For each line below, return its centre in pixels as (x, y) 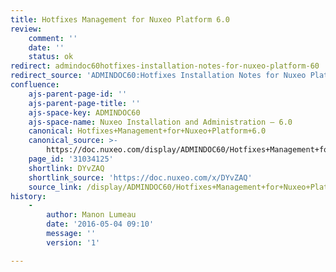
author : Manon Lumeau (91, 215)
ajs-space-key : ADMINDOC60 (84, 112)
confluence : (35, 85)
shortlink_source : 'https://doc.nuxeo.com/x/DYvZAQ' (140, 177)
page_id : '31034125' (71, 159)
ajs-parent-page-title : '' (84, 103)
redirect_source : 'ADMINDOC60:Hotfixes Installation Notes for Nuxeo (158, 76)
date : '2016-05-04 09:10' (100, 224)
